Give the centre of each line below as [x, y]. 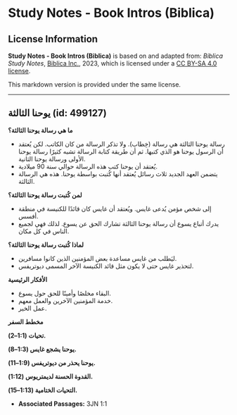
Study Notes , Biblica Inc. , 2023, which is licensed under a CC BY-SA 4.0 [113, 63]
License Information [53, 39]
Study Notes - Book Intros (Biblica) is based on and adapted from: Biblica [116, 56]
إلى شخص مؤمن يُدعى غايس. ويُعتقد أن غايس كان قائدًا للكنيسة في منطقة [115, 209]
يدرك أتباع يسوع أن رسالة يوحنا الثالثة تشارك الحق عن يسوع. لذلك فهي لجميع [118, 223]
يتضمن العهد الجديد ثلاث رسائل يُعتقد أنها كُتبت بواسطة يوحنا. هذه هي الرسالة [118, 173]
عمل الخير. [32, 308]
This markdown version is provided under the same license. [95, 85]
